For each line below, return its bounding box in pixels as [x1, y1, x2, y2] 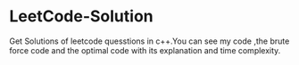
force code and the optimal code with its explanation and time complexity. [9, 45, 281, 55]
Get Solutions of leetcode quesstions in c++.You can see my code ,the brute [9, 36, 290, 46]
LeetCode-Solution [9, 6, 154, 27]
